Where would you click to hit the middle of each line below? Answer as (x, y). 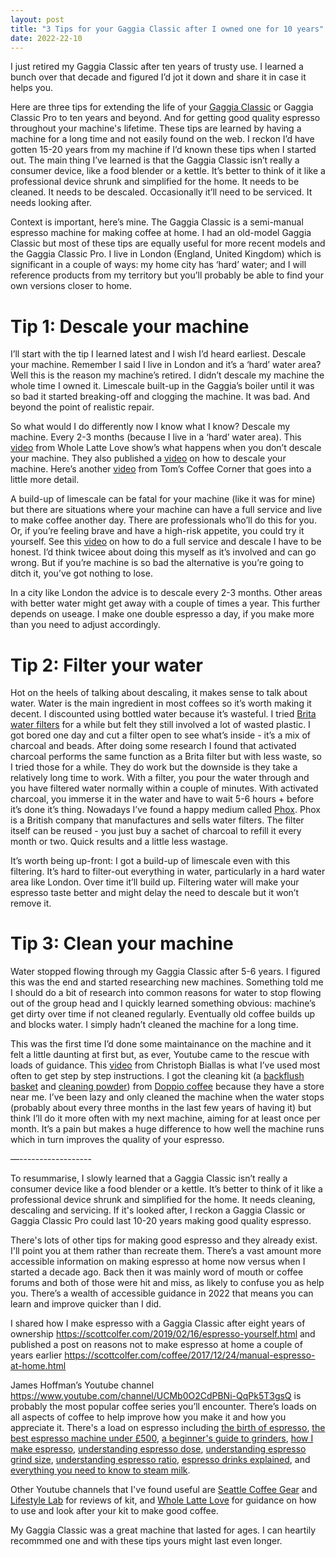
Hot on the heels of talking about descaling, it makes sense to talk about (159, 693)
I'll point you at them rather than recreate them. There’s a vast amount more (166, 1251)
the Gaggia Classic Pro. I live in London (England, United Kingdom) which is (166, 254)
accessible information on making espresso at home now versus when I (158, 1262)
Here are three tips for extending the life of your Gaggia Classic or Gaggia (162, 107)
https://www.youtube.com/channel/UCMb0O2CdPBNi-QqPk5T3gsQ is (156, 1396)
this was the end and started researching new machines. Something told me (167, 982)
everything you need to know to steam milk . (100, 1470)
